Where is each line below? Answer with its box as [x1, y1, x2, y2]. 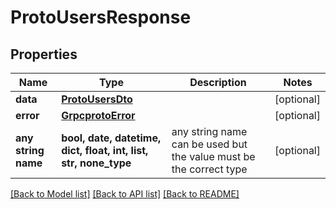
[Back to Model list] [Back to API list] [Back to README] [10, 188, 240, 200]
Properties [10, 46, 78, 63]
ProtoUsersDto [61, 92, 133, 106]
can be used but [171, 137, 248, 151]
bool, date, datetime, [61, 131, 162, 145]
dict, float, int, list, [61, 144, 149, 157]
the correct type [171, 162, 248, 176]
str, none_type [61, 156, 132, 170]
